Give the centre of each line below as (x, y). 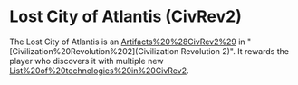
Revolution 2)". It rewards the (235, 51)
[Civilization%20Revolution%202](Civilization (94, 51)
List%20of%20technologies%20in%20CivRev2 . (99, 71)
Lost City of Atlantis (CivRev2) (125, 17)
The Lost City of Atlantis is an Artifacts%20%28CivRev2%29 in (128, 42)
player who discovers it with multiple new (87, 61)
